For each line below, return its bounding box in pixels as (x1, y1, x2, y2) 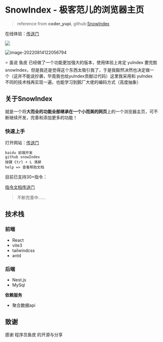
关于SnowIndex (5, 95, 52, 103)
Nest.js (12, 277, 27, 283)
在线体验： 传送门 (5, 31, 39, 36)
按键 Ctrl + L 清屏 (5, 160, 42, 165)
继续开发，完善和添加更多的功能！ (9, 114, 78, 120)
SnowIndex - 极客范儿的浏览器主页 (5, 4, 145, 16)
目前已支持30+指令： (5, 174, 48, 180)
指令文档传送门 (5, 185, 35, 190)
